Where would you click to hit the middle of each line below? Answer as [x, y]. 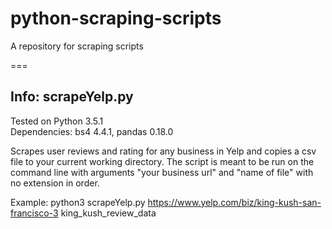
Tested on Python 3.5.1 [57, 121]
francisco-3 [34, 213]
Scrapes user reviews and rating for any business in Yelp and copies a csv [163, 151]
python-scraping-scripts [116, 18]
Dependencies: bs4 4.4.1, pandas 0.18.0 [92, 131]
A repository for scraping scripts [77, 46]
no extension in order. [55, 183]
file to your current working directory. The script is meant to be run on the [162, 161]
